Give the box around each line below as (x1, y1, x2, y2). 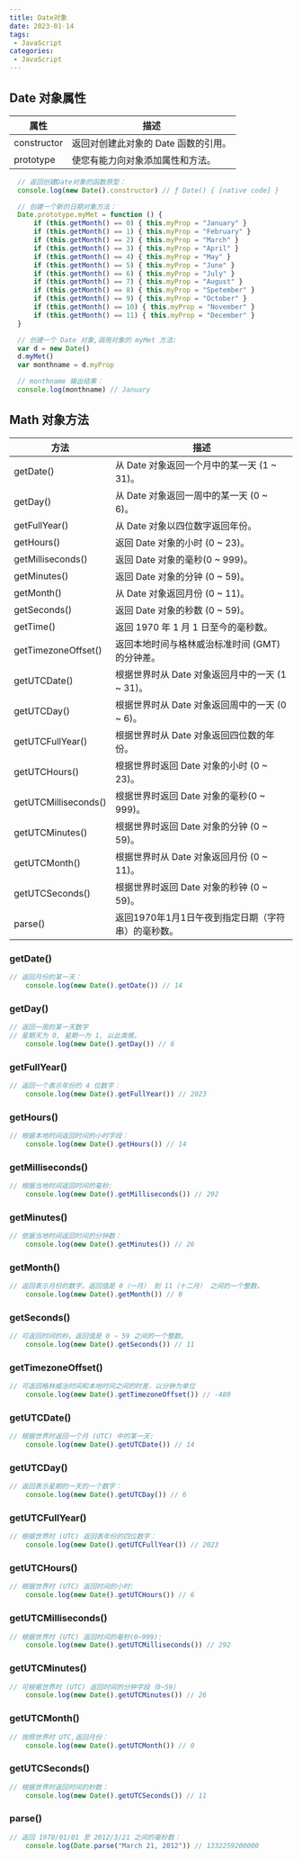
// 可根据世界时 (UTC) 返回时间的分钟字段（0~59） (9, 1683, 180, 1692)
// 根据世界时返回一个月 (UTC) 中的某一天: (9, 1432, 155, 1441)
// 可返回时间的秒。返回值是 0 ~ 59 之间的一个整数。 (9, 1331, 188, 1341)
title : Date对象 (9, 13, 67, 23)
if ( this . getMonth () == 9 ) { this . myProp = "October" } (32, 294, 247, 303)
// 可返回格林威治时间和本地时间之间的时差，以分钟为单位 (9, 1382, 196, 1391)
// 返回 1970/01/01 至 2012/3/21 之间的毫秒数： (9, 1833, 182, 1842)
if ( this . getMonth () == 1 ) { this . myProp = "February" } (32, 227, 252, 237)
